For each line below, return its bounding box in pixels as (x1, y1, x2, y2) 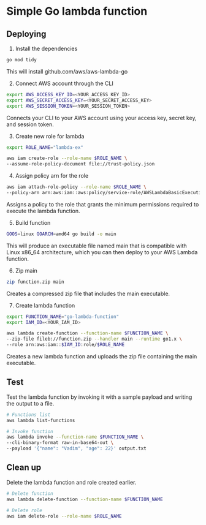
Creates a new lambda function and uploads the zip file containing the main (6, 353, 197, 360)
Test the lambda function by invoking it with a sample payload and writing (6, 393, 193, 401)
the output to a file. (6, 399, 55, 407)
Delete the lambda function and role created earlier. (6, 478, 137, 486)
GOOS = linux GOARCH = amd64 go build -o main (6, 231, 116, 237)
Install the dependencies (15, 45, 78, 52)
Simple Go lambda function (6, 4, 148, 18)
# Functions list (6, 412, 51, 418)
